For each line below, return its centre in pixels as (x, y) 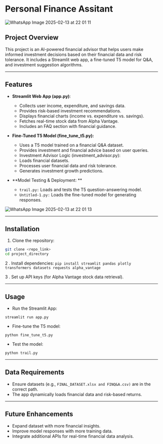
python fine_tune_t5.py (29, 335)
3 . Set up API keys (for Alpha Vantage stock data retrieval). (64, 277)
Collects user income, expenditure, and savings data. (73, 106)
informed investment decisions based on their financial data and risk (73, 54)
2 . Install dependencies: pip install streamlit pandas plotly (68, 263)
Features (19, 85)
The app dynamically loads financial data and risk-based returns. (77, 394)
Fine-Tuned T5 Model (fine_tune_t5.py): (53, 135)
